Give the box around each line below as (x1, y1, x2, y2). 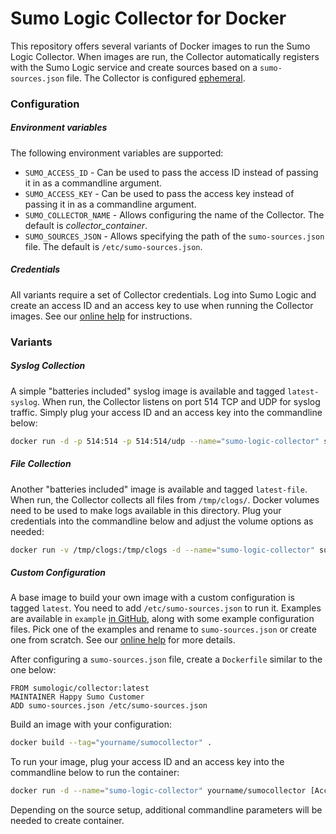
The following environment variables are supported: (10, 147, 224, 159)
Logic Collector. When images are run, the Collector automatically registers (10, 50, 320, 62)
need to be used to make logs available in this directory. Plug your (10, 504, 282, 516)
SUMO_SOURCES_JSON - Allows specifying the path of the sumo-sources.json (24, 230, 325, 242)
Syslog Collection (10, 360, 86, 372)
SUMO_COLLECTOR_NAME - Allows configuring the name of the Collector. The (24, 208, 325, 221)
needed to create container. (10, 815, 125, 827)
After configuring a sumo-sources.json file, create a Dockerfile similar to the (10, 653, 323, 666)
